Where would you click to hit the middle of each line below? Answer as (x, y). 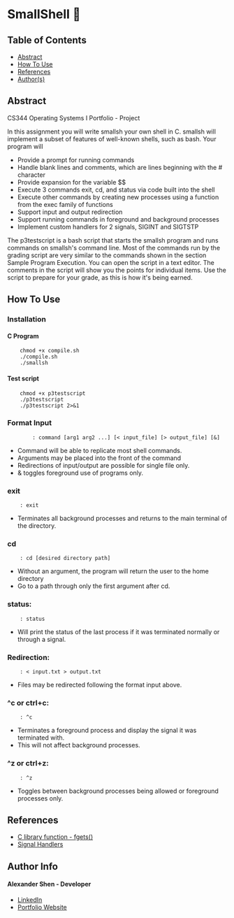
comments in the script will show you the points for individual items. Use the (117, 270)
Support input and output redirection (70, 212)
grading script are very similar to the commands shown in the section (107, 255)
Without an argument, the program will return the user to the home (113, 571)
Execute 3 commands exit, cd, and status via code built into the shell (116, 189)
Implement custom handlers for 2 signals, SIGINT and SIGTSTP (108, 227)
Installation (27, 320)
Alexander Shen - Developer (49, 884)
